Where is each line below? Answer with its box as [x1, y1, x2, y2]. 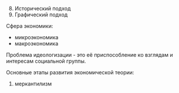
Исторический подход [14, 5, 71, 12]
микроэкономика [14, 34, 59, 40]
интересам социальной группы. [6, 58, 86, 64]
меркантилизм [14, 80, 52, 87]
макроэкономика [14, 40, 59, 47]
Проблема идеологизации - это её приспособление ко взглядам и [6, 51, 173, 58]
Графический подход [14, 11, 68, 18]
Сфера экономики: [6, 23, 53, 29]
